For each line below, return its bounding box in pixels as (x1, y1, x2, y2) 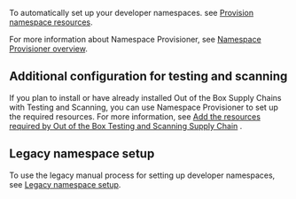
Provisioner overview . (9, 43, 89, 54)
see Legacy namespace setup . (9, 179, 121, 189)
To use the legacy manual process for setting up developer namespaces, (9, 170, 276, 180)
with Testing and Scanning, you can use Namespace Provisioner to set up (9, 102, 279, 112)
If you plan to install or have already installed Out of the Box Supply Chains (9, 92, 282, 103)
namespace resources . (9, 17, 93, 27)
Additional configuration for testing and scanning (9, 69, 288, 84)
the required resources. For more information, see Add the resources (9, 111, 261, 122)
